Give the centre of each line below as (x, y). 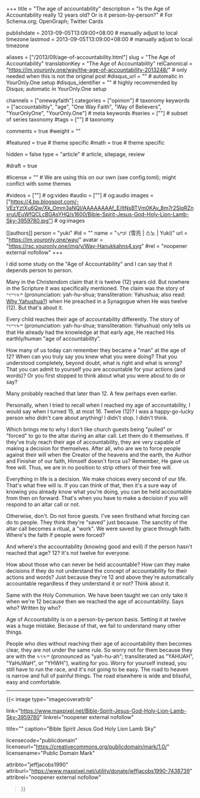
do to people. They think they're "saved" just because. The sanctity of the (97, 522)
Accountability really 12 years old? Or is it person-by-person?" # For (90, 15)
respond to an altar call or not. (43, 504)
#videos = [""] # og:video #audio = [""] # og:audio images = (80, 195)
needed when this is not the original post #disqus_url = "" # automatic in (95, 76)
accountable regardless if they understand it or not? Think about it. (88, 584)
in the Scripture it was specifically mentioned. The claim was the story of (96, 288)
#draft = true (22, 166)
